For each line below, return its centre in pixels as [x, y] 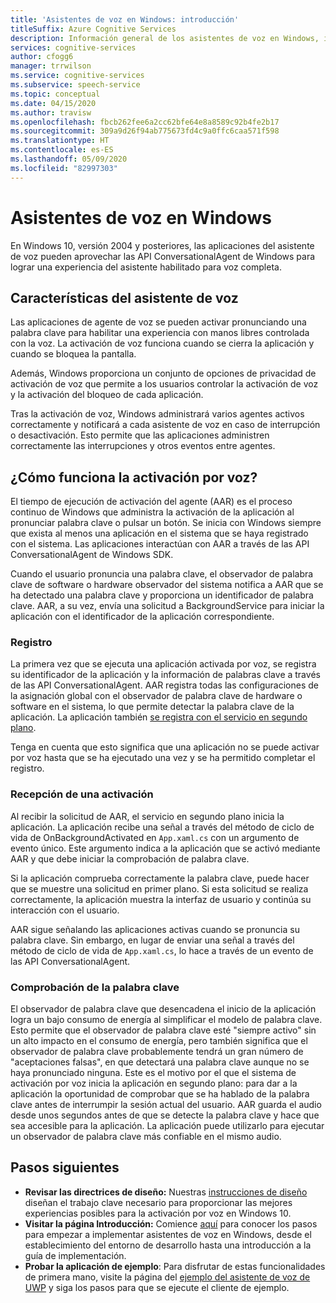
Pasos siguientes [65, 1167]
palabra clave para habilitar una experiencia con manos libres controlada [160, 333]
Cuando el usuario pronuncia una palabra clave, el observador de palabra [162, 574]
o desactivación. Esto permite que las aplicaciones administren [140, 435]
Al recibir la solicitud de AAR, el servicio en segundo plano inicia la [147, 816]
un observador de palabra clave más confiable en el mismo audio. [146, 1137]
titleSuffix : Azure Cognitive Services [93, 29]
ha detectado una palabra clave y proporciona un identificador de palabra [162, 595]
